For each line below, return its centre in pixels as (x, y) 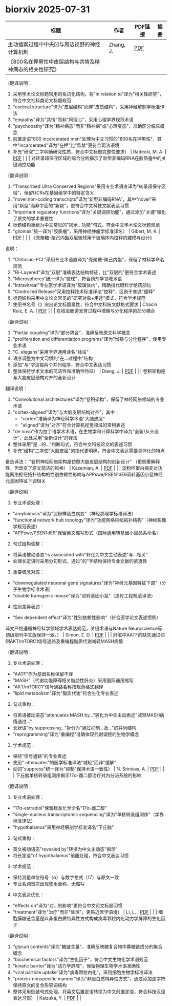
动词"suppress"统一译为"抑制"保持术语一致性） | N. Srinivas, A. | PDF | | (89, 769)
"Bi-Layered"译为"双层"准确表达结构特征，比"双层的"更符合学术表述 (84, 272)
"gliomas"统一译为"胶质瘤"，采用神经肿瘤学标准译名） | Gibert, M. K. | (87, 231)
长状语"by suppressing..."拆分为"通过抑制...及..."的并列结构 (74, 728)
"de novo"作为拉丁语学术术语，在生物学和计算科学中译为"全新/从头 (83, 431)
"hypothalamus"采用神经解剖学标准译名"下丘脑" (63, 827)
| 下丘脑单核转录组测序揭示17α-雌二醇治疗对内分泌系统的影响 (77, 775)
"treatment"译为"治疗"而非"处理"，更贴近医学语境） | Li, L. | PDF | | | (85, 912)
